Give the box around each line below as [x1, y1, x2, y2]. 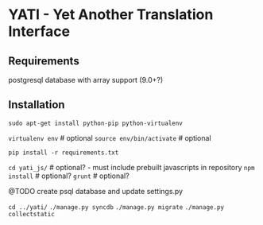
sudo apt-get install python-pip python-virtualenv [8, 119, 183, 127]
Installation [8, 98, 65, 112]
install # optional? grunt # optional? [8, 171, 130, 180]
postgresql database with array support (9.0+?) [8, 76, 164, 84]
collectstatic [8, 210, 56, 218]
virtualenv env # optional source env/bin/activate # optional [8, 133, 212, 142]
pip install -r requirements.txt [8, 149, 119, 157]
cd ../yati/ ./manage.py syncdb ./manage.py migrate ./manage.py [8, 203, 225, 211]
